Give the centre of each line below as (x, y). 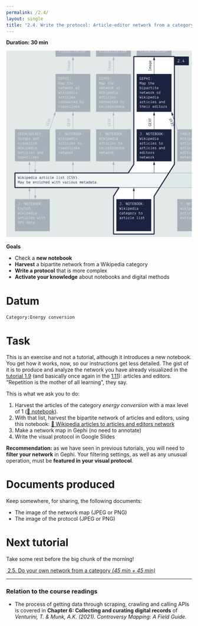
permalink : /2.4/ (27, 12)
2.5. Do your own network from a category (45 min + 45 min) (82, 570)
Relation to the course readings (52, 592)
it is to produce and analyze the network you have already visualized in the (97, 370)
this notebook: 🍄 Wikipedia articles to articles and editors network (95, 424)
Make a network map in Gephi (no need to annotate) (78, 430)
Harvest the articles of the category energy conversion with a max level (101, 405)
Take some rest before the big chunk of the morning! (70, 559)
